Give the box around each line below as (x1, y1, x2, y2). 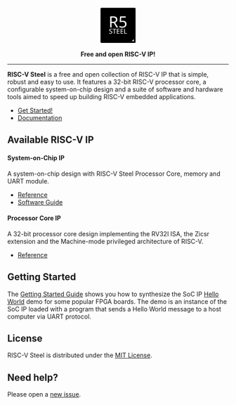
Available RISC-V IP (7, 134, 94, 146)
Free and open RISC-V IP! (80, 50, 156, 58)
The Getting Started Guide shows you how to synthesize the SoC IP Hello (7, 290, 219, 298)
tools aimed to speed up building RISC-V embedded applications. (7, 93, 197, 101)
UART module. (7, 176, 49, 185)
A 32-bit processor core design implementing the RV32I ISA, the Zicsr (7, 229, 209, 238)
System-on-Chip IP (7, 153, 65, 162)
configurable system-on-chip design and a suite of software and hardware (7, 85, 223, 94)
